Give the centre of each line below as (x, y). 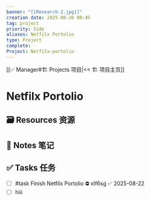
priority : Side (25, 29)
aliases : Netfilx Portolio (40, 35)
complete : (19, 46)
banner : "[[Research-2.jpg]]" (44, 12)
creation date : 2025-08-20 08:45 (48, 18)
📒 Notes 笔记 (30, 145)
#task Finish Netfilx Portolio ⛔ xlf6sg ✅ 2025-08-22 (80, 183)
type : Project (24, 40)
